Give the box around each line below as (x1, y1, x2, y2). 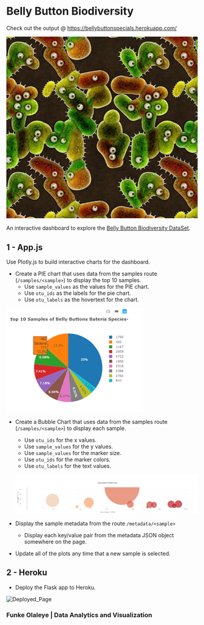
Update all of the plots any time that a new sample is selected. (15, 549, 171, 557)
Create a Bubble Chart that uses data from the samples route (15, 418, 168, 425)
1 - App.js (6, 242, 43, 252)
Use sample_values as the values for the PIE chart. (24, 283, 150, 290)
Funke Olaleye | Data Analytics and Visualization (6, 610, 152, 619)
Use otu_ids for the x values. (24, 436, 97, 443)
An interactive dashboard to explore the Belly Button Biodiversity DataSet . (6, 224, 191, 232)
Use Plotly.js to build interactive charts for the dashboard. (6, 258, 151, 266)
